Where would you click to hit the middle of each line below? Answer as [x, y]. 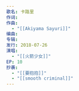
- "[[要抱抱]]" [29, 73]
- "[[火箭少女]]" [31, 56]
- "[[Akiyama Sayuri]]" [41, 28]
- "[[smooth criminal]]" [42, 78]
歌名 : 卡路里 [20, 12]
